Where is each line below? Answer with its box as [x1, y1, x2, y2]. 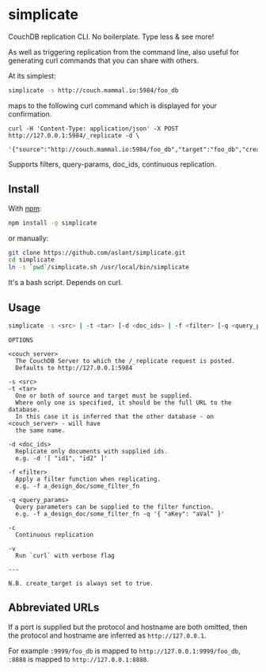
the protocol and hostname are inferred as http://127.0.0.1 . [8, 630, 207, 640]
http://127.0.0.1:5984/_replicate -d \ [8, 131, 140, 140]
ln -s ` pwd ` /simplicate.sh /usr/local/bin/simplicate [8, 264, 190, 272]
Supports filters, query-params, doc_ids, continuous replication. [8, 159, 217, 168]
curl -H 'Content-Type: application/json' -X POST [8, 125, 179, 133]
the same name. [15, 427, 66, 434]
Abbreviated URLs [8, 601, 100, 615]
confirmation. [8, 109, 52, 118]
